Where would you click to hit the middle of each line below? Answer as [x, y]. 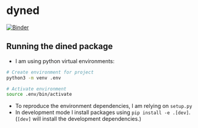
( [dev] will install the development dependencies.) [78, 119]
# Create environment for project [50, 72]
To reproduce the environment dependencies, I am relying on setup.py [104, 106]
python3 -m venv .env [34, 78]
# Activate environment [37, 89]
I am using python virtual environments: [65, 61]
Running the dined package [60, 46]
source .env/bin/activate [39, 95]
